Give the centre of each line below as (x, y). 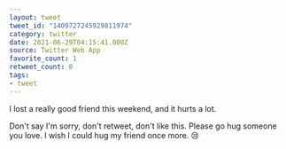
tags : (19, 75)
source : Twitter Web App (55, 51)
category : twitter (43, 34)
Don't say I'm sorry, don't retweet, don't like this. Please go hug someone (143, 126)
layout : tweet (35, 17)
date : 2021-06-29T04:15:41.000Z (69, 42)
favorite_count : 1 (43, 59)
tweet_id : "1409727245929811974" (71, 26)
